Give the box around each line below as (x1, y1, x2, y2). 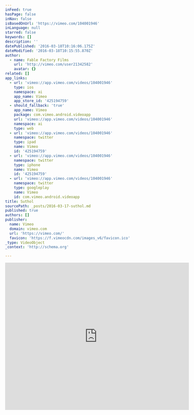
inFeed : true (5, 7, 32, 12)
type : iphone (14, 163, 41, 167)
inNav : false (5, 16, 32, 21)
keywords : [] (5, 35, 32, 40)
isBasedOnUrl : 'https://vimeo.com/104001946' (5, 21, 99, 26)
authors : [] (5, 213, 29, 218)
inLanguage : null (5, 26, 41, 30)
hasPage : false (5, 12, 36, 17)
